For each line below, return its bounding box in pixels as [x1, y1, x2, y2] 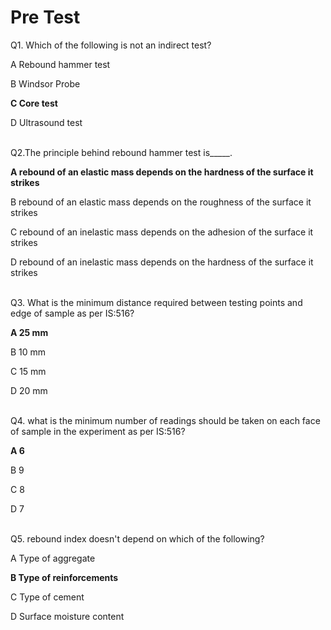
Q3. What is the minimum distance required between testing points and [10, 296, 303, 308]
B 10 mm [10, 346, 47, 358]
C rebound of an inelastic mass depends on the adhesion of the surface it [10, 226, 314, 238]
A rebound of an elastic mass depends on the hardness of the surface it [10, 166, 314, 178]
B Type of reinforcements [10, 571, 119, 583]
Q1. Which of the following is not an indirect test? [10, 39, 212, 51]
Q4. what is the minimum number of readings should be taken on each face [10, 414, 321, 426]
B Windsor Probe [10, 77, 81, 90]
